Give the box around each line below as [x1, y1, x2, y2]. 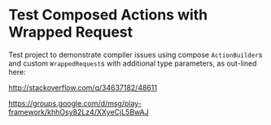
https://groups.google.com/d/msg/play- [8, 98, 142, 108]
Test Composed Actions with [8, 6, 208, 24]
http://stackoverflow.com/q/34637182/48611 [8, 83, 157, 93]
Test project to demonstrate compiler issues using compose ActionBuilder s [8, 50, 263, 59]
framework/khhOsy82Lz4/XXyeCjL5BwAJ [8, 107, 149, 117]
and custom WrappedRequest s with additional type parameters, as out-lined [8, 58, 257, 68]
